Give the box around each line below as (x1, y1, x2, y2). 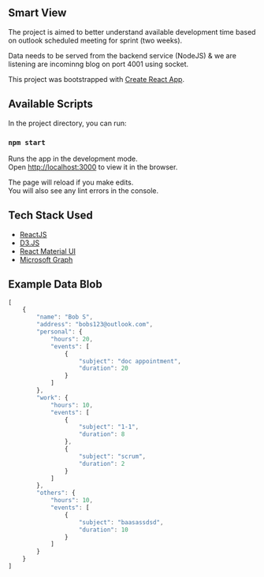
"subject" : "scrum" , (78, 452, 147, 460)
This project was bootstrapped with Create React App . (8, 74, 185, 84)
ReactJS (19, 229, 47, 239)
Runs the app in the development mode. (8, 154, 138, 163)
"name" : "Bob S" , (36, 313, 93, 322)
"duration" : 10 (78, 526, 128, 534)
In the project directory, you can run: (8, 118, 127, 128)
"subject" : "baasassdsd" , (78, 518, 164, 527)
